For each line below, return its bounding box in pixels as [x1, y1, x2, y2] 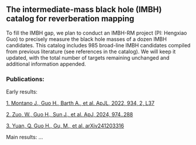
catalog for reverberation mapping [6, 14, 135, 24]
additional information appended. [6, 60, 87, 67]
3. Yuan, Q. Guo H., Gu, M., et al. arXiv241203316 [6, 122, 125, 129]
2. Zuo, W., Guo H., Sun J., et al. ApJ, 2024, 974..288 [6, 111, 133, 118]
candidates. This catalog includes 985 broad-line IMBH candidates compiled [6, 42, 191, 49]
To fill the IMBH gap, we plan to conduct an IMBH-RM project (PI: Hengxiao [6, 29, 187, 36]
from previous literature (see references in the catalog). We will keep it [6, 48, 176, 55]
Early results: [6, 88, 38, 95]
